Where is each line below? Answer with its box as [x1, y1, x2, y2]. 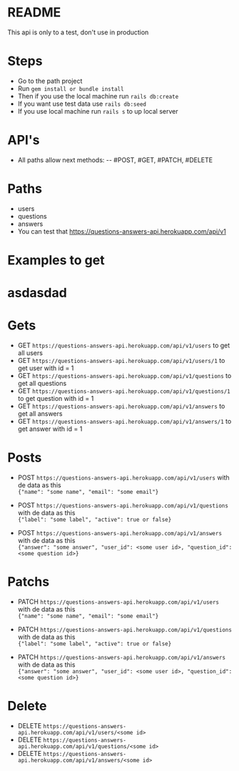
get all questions [17, 379, 67, 388]
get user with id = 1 [17, 364, 74, 372]
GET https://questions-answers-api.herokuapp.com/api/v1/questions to [17, 372, 232, 380]
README [7, 4, 61, 21]
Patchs [7, 574, 50, 590]
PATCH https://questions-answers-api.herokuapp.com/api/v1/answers [17, 652, 226, 661]
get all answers [17, 409, 63, 418]
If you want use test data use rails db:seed [17, 99, 146, 108]
